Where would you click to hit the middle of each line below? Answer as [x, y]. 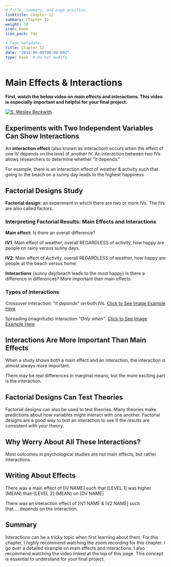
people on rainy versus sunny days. [43, 248]
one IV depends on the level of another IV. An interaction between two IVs [83, 154]
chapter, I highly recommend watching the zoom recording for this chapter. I [85, 542]
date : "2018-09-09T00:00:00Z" [38, 52]
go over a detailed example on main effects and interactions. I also [75, 548]
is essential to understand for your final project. [55, 559]
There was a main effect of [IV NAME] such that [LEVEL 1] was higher [78, 488]
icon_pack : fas [21, 34]
